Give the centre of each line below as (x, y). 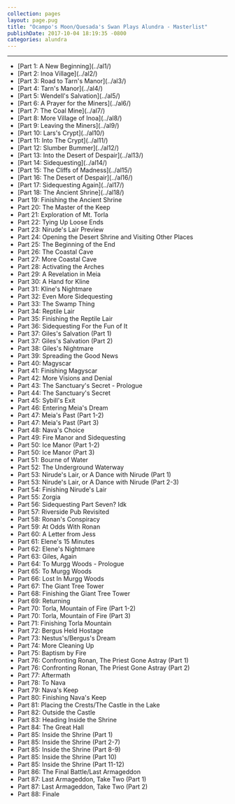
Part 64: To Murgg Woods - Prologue (71, 564)
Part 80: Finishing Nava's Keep (62, 698)
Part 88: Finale (38, 794)
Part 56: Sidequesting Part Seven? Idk (72, 505)
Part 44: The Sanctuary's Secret (64, 393)
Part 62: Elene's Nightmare (56, 549)
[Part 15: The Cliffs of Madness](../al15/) (75, 170)
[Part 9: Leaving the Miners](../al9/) (68, 126)
